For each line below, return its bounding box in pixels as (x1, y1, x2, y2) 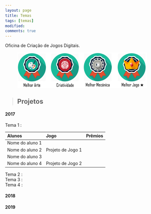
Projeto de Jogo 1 (45, 147, 82, 153)
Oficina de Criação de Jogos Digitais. (5, 43, 80, 48)
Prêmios (86, 133, 104, 139)
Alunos (7, 133, 22, 139)
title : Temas (5, 13, 32, 18)
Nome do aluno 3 (7, 153, 42, 159)
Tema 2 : (5, 171, 23, 177)
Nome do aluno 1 (7, 140, 42, 146)
